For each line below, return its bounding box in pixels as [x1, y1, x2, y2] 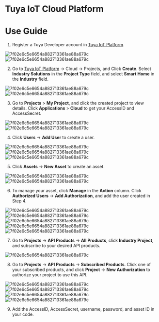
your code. [12, 311, 34, 317]
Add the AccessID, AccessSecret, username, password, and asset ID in [12, 306, 155, 312]
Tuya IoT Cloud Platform [5, 3, 104, 15]
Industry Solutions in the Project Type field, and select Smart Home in [12, 71, 155, 77]
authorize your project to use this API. [12, 272, 88, 278]
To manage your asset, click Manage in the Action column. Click [12, 188, 142, 194]
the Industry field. [12, 76, 48, 82]
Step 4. [12, 198, 27, 204]
